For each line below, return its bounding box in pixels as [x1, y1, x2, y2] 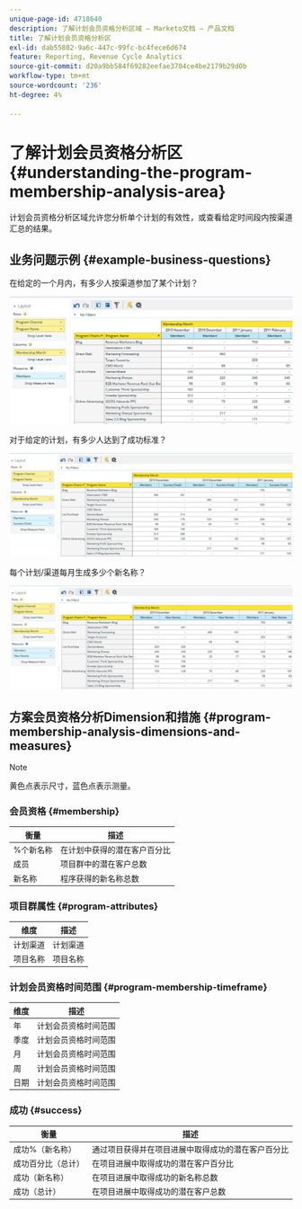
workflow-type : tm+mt [9, 72, 91, 81]
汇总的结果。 [9, 223, 57, 234]
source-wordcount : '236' [9, 81, 102, 90]
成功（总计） [13, 1187, 61, 1197]
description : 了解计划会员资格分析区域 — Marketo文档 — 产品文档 [9, 23, 235, 33]
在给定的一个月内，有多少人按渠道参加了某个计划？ [9, 278, 199, 289]
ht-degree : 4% [9, 90, 63, 99]
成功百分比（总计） [13, 1158, 84, 1169]
